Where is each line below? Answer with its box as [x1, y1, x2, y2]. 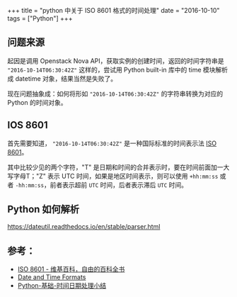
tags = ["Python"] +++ [7, 14, 73, 23]
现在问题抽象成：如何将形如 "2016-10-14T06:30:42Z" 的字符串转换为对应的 [7, 89, 224, 98]
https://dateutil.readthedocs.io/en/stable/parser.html [7, 223, 161, 231]
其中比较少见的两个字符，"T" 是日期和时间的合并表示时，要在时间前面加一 [7, 162, 224, 172]
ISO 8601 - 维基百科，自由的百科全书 [17, 265, 125, 274]
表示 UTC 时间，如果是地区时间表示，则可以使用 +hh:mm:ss [47, 172, 219, 180]
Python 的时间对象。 [7, 98, 67, 106]
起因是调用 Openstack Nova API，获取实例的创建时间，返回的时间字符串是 [7, 56, 224, 65]
